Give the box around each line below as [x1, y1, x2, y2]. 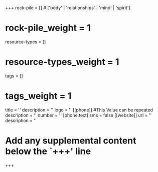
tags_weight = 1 [5, 90, 72, 102]
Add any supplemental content [5, 135, 136, 146]
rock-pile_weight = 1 [5, 22, 91, 33]
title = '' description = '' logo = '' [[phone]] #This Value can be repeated [5, 106, 153, 112]
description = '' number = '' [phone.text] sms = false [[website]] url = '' [5, 112, 152, 118]
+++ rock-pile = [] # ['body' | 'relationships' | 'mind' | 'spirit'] [5, 5, 130, 10]
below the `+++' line [5, 145, 91, 157]
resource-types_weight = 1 [5, 56, 119, 67]
